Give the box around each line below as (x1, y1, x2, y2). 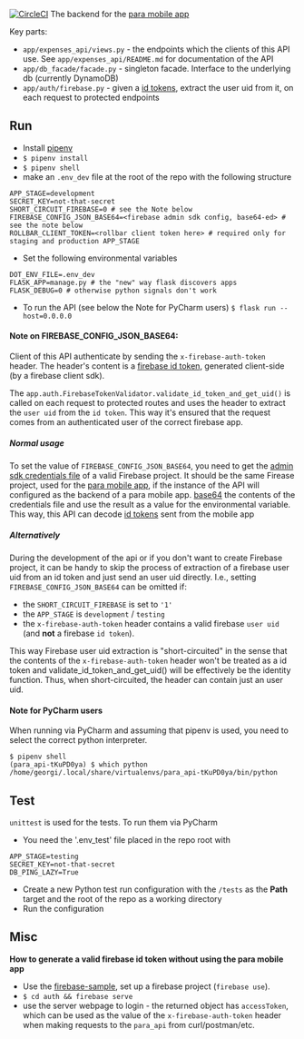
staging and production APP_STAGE (9, 236, 141, 245)
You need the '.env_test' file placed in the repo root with (22, 834, 231, 845)
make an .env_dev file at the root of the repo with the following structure (22, 171, 292, 182)
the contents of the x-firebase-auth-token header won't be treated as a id (9, 655, 288, 666)
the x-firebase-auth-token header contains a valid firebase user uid (22, 618, 279, 628)
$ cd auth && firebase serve (22, 992, 133, 1001)
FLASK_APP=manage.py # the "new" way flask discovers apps (9, 278, 238, 287)
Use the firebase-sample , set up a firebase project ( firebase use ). (22, 981, 270, 992)
